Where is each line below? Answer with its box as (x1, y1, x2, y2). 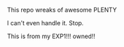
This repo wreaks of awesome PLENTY (7, 6, 117, 14)
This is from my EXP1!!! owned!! (7, 32, 95, 40)
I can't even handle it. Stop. (7, 19, 84, 27)
